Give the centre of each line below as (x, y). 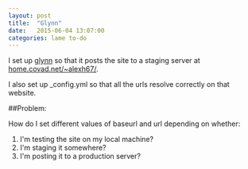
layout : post (30, 16)
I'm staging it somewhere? (63, 147)
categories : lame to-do (48, 38)
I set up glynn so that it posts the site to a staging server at (104, 61)
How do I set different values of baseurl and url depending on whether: (124, 124)
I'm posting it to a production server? (80, 156)
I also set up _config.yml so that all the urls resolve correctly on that (119, 84)
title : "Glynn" (35, 23)
